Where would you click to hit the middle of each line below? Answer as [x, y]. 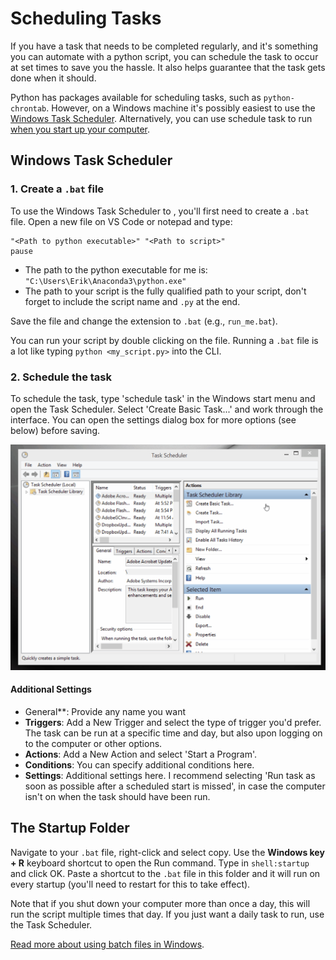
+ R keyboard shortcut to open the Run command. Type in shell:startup [160, 863]
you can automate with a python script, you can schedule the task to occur [164, 56]
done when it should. [53, 78]
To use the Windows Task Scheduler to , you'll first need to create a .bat [160, 211]
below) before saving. [55, 430]
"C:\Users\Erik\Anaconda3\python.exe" [105, 281]
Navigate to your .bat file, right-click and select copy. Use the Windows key [167, 852]
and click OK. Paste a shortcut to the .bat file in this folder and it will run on [165, 873]
